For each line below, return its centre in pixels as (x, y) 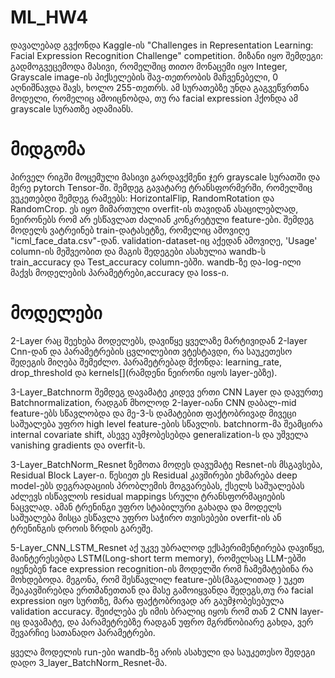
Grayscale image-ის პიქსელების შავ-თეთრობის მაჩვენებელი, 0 (144, 77)
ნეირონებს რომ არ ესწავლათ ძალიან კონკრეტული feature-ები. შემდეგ (162, 219)
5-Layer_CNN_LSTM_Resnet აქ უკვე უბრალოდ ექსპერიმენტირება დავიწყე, (167, 547)
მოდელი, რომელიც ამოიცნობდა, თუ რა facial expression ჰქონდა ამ (154, 98)
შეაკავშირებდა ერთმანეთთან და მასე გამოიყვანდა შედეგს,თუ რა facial (162, 590)
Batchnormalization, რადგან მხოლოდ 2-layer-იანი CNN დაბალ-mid (153, 402)
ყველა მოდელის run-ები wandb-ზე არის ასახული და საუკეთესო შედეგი (163, 652)
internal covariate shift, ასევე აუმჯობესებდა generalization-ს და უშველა (159, 434)
